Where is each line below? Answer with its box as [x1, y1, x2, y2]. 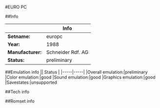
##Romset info [5, 98, 35, 104]
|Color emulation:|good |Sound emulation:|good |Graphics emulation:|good [5, 75, 156, 80]
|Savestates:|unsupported [5, 79, 58, 85]
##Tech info [5, 89, 29, 94]
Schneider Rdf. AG [46, 49, 89, 55]
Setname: [7, 33, 30, 40]
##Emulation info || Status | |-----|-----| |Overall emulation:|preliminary [5, 69, 148, 75]
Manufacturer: [7, 49, 42, 55]
